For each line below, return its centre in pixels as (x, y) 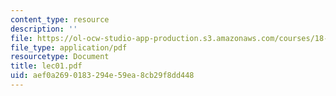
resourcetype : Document (60, 57)
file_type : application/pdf (69, 47)
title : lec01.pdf (46, 66)
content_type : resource (60, 19)
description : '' (44, 29)
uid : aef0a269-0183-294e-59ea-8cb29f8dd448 (102, 76)
